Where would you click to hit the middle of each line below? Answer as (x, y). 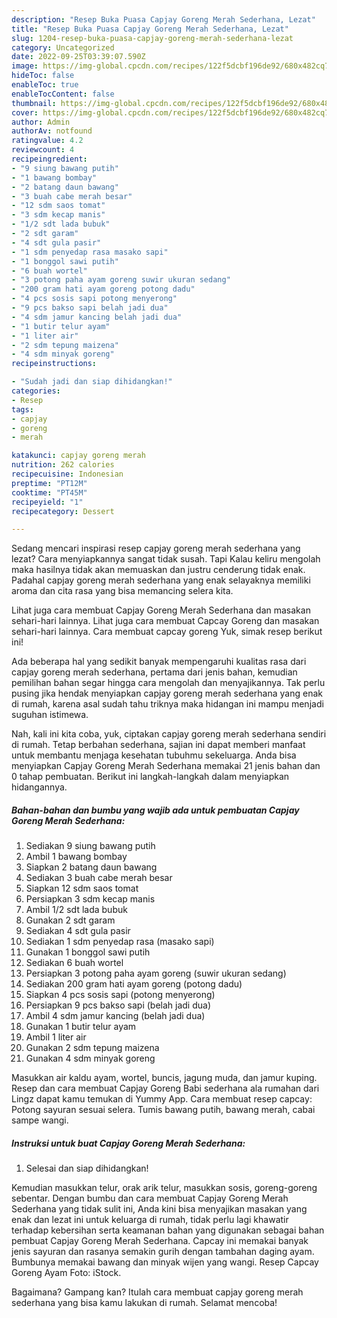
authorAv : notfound (52, 131)
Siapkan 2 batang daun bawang (91, 867)
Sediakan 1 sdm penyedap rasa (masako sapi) (120, 942)
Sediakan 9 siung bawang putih (90, 846)
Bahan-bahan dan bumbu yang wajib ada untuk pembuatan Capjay (155, 810)
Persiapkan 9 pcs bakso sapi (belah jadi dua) (118, 1005)
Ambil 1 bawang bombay (76, 857)
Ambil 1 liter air (56, 1037)
